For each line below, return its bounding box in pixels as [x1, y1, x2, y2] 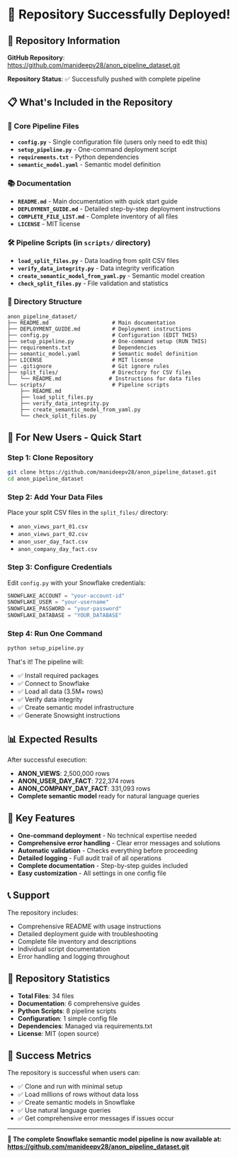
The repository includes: [7, 908, 79, 917]
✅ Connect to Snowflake [17, 679, 90, 688]
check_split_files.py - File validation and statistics [17, 279, 169, 288]
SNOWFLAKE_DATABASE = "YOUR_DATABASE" [7, 612, 122, 619]
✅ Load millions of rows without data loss [17, 1090, 140, 1098]
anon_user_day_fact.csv [17, 538, 89, 545]
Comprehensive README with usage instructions [17, 922, 161, 930]
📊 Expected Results [7, 733, 98, 745]
